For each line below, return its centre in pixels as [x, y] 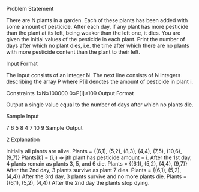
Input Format [22, 63]
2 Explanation [23, 139]
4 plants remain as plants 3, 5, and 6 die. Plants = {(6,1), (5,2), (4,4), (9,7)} [97, 164]
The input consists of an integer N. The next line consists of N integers [94, 75]
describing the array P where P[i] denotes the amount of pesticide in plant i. [100, 81]
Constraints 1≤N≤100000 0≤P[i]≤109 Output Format [70, 93]
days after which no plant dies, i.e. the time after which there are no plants [98, 45]
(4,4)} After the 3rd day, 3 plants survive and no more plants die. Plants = [97, 176]
